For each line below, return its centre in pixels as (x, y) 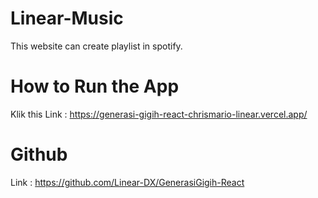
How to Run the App (95, 86)
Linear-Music (67, 18)
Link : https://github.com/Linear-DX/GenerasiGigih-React (127, 182)
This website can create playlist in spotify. (96, 46)
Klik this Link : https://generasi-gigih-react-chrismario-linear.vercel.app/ (159, 114)
